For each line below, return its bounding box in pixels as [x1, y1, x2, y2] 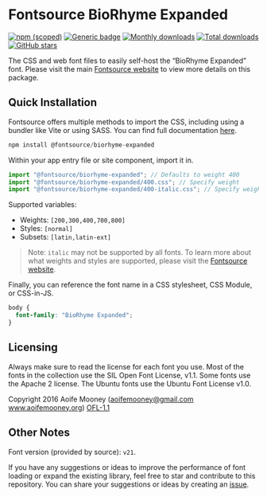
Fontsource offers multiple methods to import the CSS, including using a [8, 117, 245, 127]
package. [8, 72, 39, 82]
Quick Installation [8, 96, 98, 109]
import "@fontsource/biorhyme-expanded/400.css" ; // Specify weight [8, 178, 240, 186]
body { [8, 304, 30, 312]
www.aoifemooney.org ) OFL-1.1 [8, 402, 110, 412]
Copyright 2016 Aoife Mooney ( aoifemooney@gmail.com [8, 394, 194, 404]
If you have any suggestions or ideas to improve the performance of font [8, 462, 246, 472]
